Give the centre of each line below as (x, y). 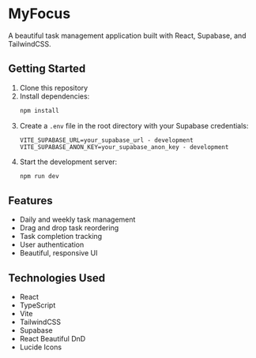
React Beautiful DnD (53, 339)
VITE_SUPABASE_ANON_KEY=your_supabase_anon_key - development (124, 147)
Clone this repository (54, 88)
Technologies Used (56, 278)
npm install (39, 110)
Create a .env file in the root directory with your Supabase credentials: (134, 125)
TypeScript (38, 305)
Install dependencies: (55, 96)
